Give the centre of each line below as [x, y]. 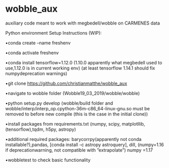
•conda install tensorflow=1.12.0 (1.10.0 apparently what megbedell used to [84, 62]
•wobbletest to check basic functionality [48, 160]
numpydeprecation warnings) [36, 73]
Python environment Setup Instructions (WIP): [54, 33]
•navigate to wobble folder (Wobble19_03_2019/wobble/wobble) [73, 93]
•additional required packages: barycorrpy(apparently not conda [74, 139]
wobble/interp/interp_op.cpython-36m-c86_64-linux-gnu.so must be [78, 108]
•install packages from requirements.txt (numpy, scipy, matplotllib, [75, 124]
